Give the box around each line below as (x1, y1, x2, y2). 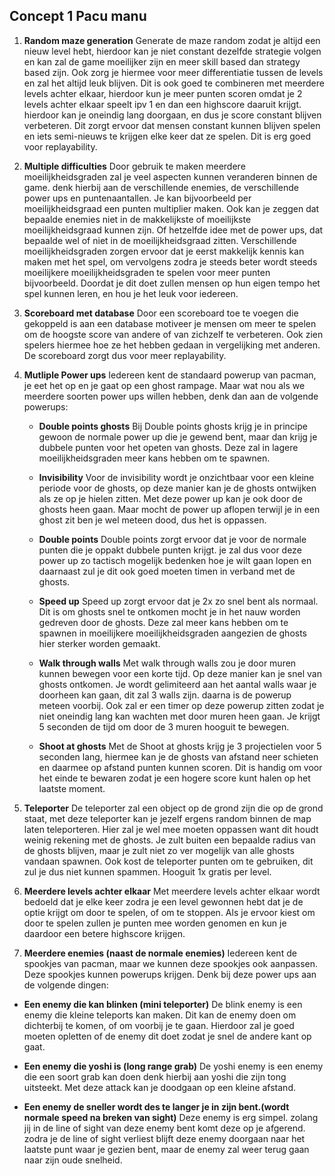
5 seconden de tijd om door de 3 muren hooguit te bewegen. (38, 720, 290, 733)
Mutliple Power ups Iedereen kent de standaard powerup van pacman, (23, 369, 317, 381)
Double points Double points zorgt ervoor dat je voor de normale (38, 533, 307, 545)
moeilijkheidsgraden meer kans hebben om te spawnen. (38, 452, 271, 464)
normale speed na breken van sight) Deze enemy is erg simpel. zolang (23, 1111, 319, 1123)
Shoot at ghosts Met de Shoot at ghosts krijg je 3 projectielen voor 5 (38, 740, 322, 752)
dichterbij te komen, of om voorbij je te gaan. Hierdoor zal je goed (23, 1019, 295, 1031)
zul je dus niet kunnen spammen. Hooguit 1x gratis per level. (23, 865, 272, 878)
